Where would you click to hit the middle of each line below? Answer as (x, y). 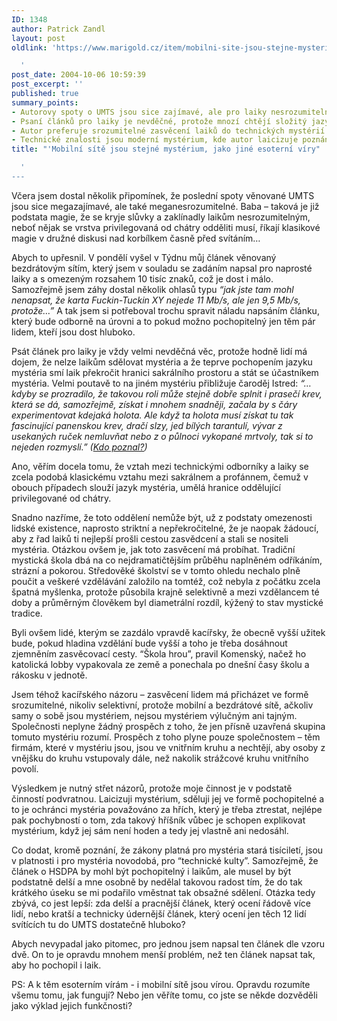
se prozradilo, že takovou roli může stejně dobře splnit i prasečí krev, (181, 393)
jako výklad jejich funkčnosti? (72, 1005)
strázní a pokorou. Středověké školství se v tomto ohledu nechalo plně (156, 570)
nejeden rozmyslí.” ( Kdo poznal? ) (79, 447)
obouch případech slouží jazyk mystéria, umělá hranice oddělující (146, 487)
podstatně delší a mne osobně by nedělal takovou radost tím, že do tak (157, 882)
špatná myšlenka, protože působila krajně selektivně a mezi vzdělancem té (165, 592)
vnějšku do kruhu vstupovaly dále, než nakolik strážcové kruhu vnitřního (160, 758)
